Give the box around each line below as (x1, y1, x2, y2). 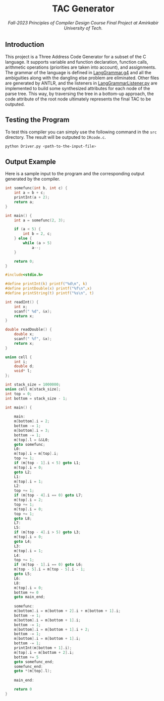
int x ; (14, 304, 28, 309)
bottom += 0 (14, 590, 39, 595)
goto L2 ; (14, 470, 32, 475)
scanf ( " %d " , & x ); (14, 309, 52, 314)
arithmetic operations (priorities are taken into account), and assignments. (5, 64, 157, 70)
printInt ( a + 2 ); (14, 195, 50, 200)
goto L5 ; (14, 572, 32, 577)
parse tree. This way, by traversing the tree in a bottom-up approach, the (5, 91, 154, 97)
